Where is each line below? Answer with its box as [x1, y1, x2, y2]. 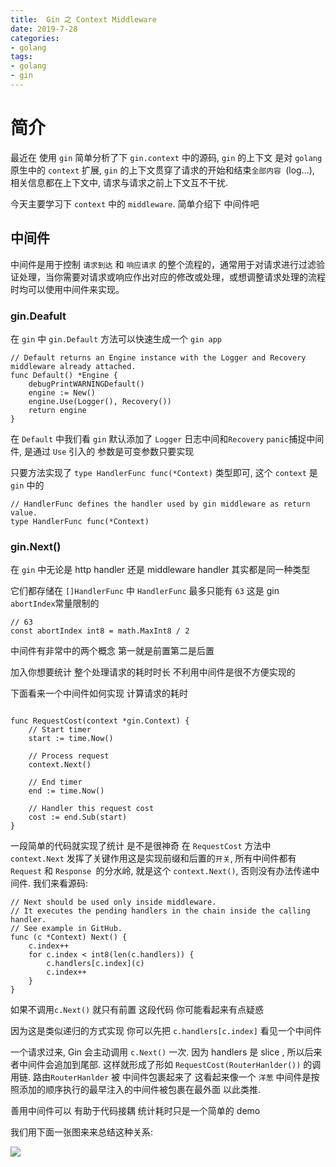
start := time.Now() [28, 734, 114, 744]
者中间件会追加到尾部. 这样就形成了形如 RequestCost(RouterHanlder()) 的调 [10, 1059, 322, 1071]
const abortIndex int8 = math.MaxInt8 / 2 [10, 626, 190, 636]
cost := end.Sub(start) [28, 812, 128, 823]
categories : [10, 33, 60, 43]
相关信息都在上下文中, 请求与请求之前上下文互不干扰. [10, 176, 229, 188]
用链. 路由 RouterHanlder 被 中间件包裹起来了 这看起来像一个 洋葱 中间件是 [10, 1071, 312, 1083]
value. [10, 507, 38, 518]
